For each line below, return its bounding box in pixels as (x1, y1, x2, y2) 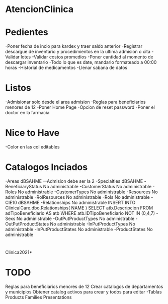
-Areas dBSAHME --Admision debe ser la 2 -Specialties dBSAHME (5, 178, 143, 184)
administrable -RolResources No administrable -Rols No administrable (5, 194, 150, 200)
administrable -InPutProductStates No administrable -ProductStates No (5, 226, 153, 232)
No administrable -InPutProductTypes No (50, 220, 136, 227)
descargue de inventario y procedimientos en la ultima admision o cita (5, 49, 151, 55)
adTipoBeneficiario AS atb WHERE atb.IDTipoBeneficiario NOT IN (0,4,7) (5, 210, 155, 216)
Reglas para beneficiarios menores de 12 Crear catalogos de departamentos (5, 283, 163, 290)
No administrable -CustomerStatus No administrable (43, 183, 152, 189)
